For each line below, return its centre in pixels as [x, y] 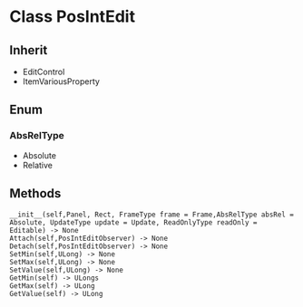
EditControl [44, 72]
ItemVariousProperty [61, 82]
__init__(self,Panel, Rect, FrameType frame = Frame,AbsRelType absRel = [152, 215]
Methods [35, 193]
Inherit [29, 50]
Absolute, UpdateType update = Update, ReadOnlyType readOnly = [133, 222]
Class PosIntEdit [73, 17]
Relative [37, 165]
